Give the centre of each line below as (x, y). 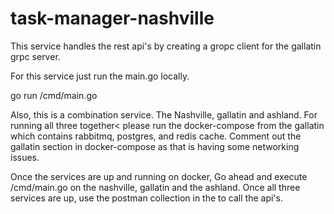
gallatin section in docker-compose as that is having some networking (155, 146)
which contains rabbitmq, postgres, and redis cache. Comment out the (156, 136)
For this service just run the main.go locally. (100, 76)
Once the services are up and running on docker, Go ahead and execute (159, 176)
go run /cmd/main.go (54, 95)
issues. (25, 157)
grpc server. (35, 56)
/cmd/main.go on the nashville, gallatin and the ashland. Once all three (155, 187)
